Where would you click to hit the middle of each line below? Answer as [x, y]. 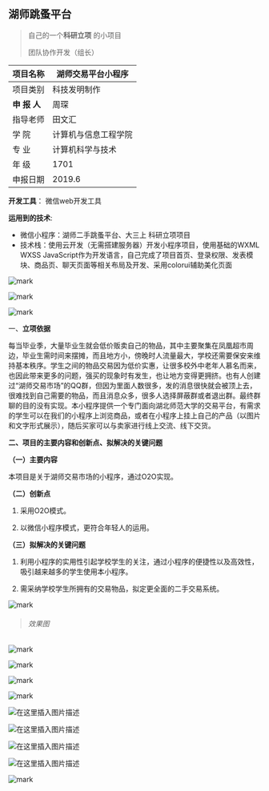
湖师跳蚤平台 [40, 14]
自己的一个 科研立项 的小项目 [74, 35]
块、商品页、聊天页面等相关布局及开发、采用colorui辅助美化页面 [126, 265]
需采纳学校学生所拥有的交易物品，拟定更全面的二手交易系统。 [122, 588]
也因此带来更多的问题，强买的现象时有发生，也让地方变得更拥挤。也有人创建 [134, 375]
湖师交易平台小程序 [93, 74]
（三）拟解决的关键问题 [47, 544]
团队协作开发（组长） [63, 52]
